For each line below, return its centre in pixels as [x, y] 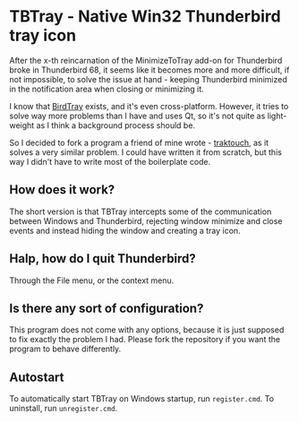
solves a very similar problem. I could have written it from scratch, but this [145, 152]
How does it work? [62, 190]
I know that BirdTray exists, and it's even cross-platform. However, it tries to [149, 106]
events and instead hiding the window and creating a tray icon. [125, 230]
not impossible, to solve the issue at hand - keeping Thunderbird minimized [149, 79]
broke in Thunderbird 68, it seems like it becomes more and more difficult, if [149, 70]
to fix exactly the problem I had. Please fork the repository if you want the [145, 340]
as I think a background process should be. [115, 125]
